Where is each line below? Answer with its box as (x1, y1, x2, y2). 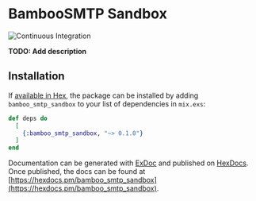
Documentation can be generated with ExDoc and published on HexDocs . (8, 158, 249, 168)
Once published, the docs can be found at (8, 167, 146, 176)
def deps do (8, 114, 48, 122)
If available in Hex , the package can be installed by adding (8, 91, 199, 100)
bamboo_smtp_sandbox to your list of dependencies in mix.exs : (8, 99, 206, 108)
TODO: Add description (8, 46, 87, 56)
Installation (8, 69, 65, 83)
